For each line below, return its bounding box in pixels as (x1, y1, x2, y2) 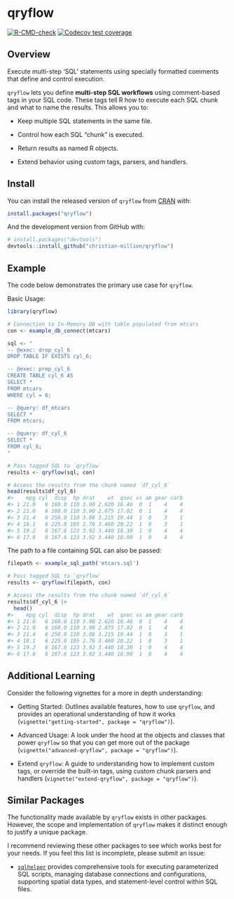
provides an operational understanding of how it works (17, 710, 176, 718)
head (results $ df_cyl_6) (7, 488, 77, 495)
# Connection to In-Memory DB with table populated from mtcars (7, 321, 199, 328)
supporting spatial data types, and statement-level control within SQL (17, 877, 218, 886)
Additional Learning (7, 670, 96, 682)
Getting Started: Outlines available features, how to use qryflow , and (17, 702, 215, 710)
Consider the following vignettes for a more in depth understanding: (7, 688, 203, 697)
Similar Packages (7, 794, 85, 806)
